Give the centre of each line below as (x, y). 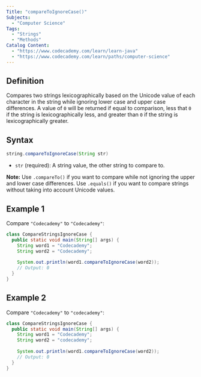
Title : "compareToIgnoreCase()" (46, 12)
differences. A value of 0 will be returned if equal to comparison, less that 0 (99, 108)
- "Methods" (27, 40)
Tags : (13, 29)
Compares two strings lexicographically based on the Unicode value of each (101, 95)
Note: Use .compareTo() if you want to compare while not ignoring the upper (100, 177)
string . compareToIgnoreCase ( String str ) (58, 154)
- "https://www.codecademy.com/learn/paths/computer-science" (91, 57)
